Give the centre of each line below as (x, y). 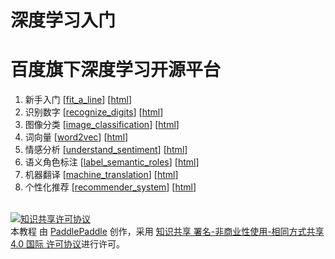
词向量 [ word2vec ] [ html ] (76, 137)
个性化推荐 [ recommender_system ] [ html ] (110, 187)
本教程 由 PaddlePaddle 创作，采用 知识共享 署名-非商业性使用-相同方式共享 (167, 232)
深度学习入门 (63, 20)
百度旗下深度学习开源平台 (116, 70)
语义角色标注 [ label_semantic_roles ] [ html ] (112, 162)
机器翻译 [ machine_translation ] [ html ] (101, 175)
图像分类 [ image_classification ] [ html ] (102, 125)
